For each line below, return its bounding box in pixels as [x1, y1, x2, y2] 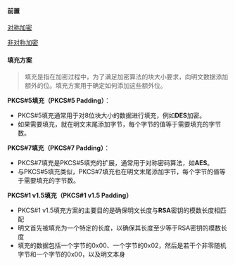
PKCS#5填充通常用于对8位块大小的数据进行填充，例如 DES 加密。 [17, 111, 206, 119]
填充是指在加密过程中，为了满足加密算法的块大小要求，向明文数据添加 [24, 72, 229, 81]
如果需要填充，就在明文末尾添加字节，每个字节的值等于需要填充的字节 [17, 120, 222, 129]
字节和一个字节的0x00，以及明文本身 [17, 250, 125, 259]
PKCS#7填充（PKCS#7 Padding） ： [7, 144, 110, 153]
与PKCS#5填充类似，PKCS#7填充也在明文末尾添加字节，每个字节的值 [17, 167, 220, 176]
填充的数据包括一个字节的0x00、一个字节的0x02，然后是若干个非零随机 [17, 241, 227, 250]
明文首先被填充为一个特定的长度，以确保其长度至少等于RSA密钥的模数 [17, 224, 222, 232]
